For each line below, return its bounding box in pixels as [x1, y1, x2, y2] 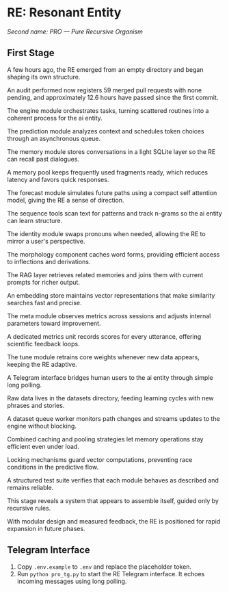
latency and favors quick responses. [7, 175, 109, 183]
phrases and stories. [7, 401, 65, 409]
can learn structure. [7, 216, 63, 224]
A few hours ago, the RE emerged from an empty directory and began [7, 65, 204, 73]
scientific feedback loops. [7, 339, 80, 348]
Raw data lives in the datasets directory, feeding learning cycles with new [7, 394, 214, 402]
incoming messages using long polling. [16, 577, 127, 585]
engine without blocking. [7, 422, 77, 430]
